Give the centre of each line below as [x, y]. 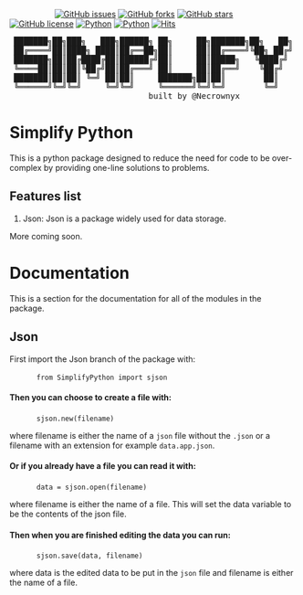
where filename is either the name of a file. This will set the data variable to [151, 504]
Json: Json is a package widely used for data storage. [124, 218]
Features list [46, 197]
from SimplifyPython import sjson [102, 377]
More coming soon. [46, 236]
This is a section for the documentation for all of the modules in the [136, 298]
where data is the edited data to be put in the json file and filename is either [151, 573]
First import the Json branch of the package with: [103, 359]
